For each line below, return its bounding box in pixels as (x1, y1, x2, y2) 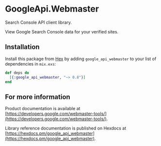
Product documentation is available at (5, 106, 80, 112)
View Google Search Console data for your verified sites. (5, 29, 119, 34)
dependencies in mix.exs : (5, 61, 56, 66)
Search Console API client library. (5, 19, 72, 25)
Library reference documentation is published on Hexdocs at (5, 125, 127, 131)
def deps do (5, 70, 29, 75)
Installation (5, 43, 40, 51)
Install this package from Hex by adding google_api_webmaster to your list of (5, 56, 157, 62)
